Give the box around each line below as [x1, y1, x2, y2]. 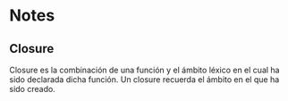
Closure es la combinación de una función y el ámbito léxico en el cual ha [9, 64, 280, 75]
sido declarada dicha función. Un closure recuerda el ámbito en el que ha [9, 74, 280, 85]
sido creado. [9, 84, 55, 94]
